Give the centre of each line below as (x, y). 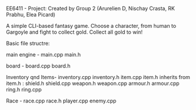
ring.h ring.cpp (24, 89)
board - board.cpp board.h (38, 66)
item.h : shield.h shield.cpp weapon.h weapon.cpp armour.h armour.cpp (93, 83)
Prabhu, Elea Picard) (31, 15)
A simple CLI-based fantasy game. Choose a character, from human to (91, 26)
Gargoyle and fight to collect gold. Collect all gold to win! (75, 32)
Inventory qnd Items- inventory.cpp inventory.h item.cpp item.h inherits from (98, 77)
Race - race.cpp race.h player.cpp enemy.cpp (61, 101)
